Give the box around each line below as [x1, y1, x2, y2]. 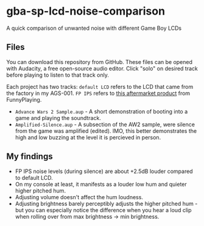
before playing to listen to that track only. [6, 71, 110, 79]
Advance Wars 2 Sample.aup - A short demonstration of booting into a [15, 108, 188, 115]
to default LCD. [15, 174, 53, 181]
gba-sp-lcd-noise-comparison [6, 4, 166, 18]
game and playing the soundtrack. [15, 114, 102, 121]
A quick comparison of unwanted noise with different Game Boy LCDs [6, 24, 181, 32]
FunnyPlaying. [6, 96, 42, 103]
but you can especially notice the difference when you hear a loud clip [15, 206, 192, 214]
